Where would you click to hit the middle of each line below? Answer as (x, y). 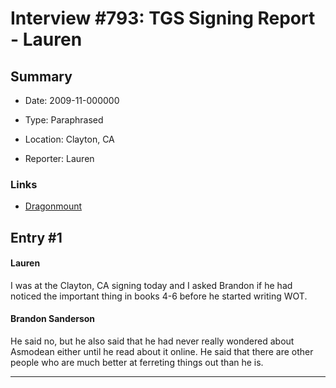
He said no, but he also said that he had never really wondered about (152, 341)
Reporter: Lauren (59, 158)
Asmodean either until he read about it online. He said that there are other (162, 352)
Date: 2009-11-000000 (72, 100)
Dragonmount (53, 206)
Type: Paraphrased (64, 120)
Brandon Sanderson (53, 319)
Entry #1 (36, 237)
